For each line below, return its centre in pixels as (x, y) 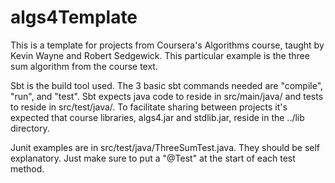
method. (27, 168)
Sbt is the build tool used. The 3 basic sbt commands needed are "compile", (167, 85)
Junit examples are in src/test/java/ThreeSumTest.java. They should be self (165, 147)
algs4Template (74, 17)
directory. (30, 128)
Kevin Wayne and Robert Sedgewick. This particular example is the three (160, 55)
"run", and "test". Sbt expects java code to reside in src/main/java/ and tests (167, 96)
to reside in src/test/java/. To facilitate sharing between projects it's (149, 107)
